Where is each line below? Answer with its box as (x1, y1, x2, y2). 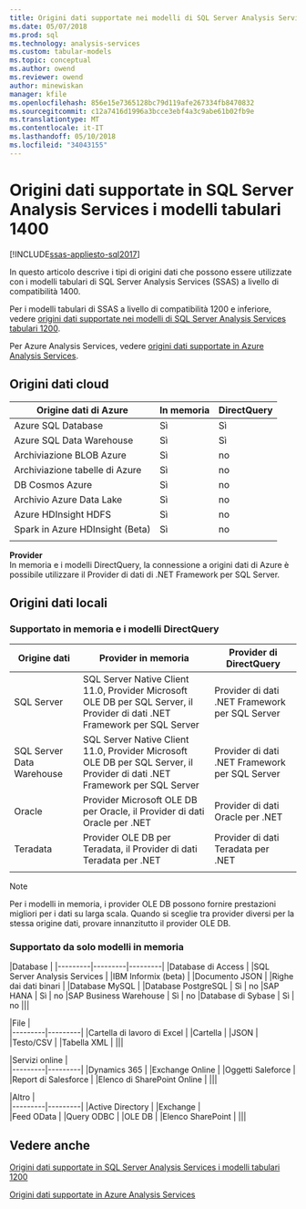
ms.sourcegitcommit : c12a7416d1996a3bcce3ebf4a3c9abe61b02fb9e (9, 107, 255, 116)
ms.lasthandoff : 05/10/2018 (9, 132, 117, 141)
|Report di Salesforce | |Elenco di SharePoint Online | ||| (9, 1074, 218, 1085)
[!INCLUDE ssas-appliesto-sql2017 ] (9, 248, 141, 260)
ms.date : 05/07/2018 (9, 22, 88, 31)
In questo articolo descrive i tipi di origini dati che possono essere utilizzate (9, 266, 292, 277)
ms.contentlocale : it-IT (9, 124, 104, 133)
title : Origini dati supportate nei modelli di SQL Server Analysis (9, 13, 275, 23)
